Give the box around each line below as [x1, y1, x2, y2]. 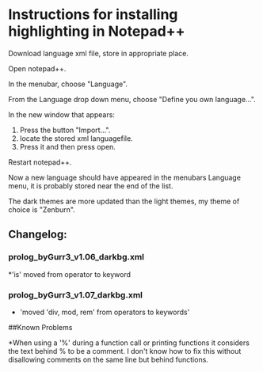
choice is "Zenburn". [8, 204, 75, 214]
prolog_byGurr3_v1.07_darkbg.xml [8, 289, 143, 300]
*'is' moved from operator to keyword [8, 269, 131, 279]
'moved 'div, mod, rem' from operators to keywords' [19, 307, 190, 317]
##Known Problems [8, 322, 73, 332]
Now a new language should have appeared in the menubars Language [8, 173, 242, 182]
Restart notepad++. [8, 157, 72, 167]
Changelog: [8, 228, 67, 241]
